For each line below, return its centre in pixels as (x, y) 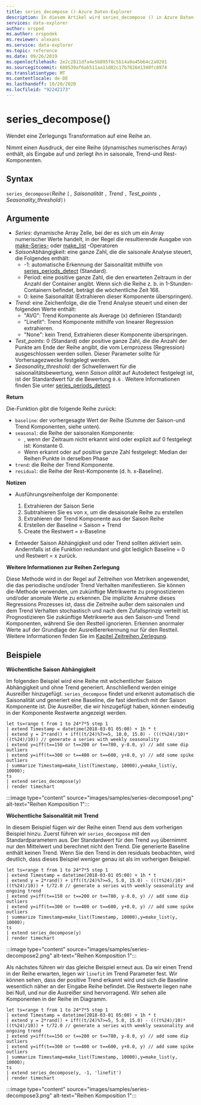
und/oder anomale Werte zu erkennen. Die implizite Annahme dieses (91, 598)
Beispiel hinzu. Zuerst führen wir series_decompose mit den (78, 834)
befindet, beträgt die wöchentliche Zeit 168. (106, 290)
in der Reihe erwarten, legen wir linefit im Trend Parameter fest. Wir (92, 974)
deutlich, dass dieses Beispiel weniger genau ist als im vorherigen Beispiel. (99, 859)
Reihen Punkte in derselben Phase (66, 459)
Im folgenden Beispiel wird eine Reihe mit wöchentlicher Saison (84, 681)
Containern (38, 290)
